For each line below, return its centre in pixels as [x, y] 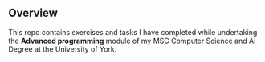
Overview [33, 13]
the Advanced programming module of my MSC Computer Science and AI [132, 41]
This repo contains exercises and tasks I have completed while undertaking [133, 32]
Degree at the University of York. [63, 49]
